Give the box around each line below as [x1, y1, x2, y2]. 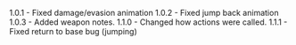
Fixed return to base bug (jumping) [9, 26, 137, 36]
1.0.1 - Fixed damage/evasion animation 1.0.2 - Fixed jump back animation [9, 8, 279, 18]
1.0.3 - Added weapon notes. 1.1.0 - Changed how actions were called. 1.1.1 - [9, 17, 288, 27]
